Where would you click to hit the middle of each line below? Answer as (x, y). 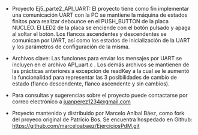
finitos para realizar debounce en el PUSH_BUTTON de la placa (90, 21)
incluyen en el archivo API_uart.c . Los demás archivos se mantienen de (100, 65)
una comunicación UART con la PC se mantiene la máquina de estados (100, 15)
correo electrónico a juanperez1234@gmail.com (71, 102)
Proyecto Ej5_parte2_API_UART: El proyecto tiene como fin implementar (100, 9)
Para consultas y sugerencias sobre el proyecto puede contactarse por (100, 95)
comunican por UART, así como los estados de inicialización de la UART (101, 40)
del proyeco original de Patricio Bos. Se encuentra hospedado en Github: (102, 119)
